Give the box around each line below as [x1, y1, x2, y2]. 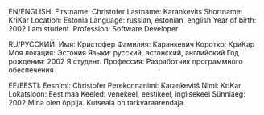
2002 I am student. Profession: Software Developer [8, 24, 179, 33]
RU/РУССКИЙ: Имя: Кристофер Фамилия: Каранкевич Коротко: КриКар [8, 39, 255, 49]
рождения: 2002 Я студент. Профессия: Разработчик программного [8, 56, 243, 66]
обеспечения [8, 65, 54, 75]
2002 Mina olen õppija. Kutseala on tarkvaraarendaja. [8, 98, 186, 107]
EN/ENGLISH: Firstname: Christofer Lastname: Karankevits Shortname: [8, 7, 243, 16]
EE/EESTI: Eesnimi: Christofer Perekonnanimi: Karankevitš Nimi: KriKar [8, 80, 241, 90]
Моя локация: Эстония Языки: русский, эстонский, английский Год [8, 48, 239, 57]
